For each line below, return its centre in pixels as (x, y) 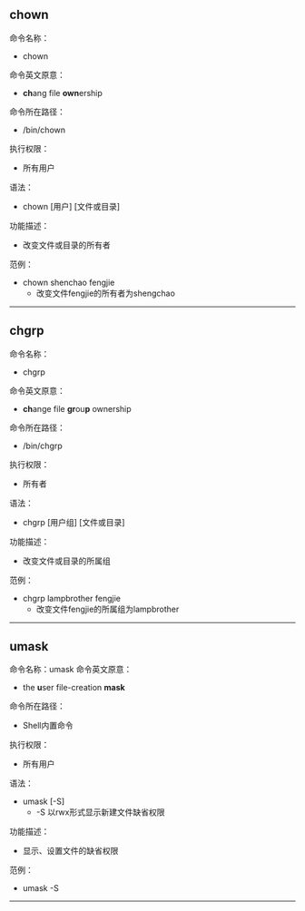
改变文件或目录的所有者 (66, 245)
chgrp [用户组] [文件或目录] (74, 522)
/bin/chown (44, 130)
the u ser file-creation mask (74, 688)
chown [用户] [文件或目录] (71, 206)
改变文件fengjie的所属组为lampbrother (108, 609)
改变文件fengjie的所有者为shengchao (105, 293)
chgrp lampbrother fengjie (71, 598)
